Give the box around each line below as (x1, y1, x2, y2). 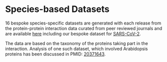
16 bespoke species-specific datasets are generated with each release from (5, 20, 162, 26)
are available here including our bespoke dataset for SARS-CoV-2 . (5, 30, 141, 36)
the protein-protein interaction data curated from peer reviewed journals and (5, 25, 163, 31)
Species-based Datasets (5, 3, 110, 15)
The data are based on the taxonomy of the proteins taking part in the (5, 40, 148, 46)
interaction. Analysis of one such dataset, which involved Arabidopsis (5, 45, 148, 51)
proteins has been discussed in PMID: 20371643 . (5, 51, 106, 57)
